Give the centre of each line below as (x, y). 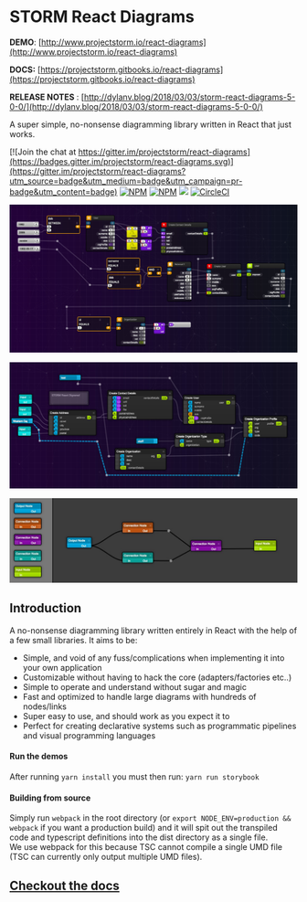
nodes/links (44, 706)
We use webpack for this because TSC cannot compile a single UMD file (146, 847)
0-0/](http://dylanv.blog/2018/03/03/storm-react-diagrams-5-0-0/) (136, 106)
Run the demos (39, 757)
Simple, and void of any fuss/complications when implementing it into (153, 658)
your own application (62, 667)
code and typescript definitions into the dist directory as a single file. (139, 837)
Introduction (46, 608)
